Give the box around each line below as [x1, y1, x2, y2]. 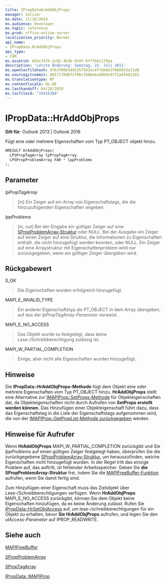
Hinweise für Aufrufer [5, 430, 75, 438]
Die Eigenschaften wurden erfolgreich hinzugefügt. [17, 288, 123, 293]
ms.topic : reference [5, 26, 48, 31]
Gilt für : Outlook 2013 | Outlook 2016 [5, 129, 81, 135]
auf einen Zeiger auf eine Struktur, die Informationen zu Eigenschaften [17, 234, 162, 240]
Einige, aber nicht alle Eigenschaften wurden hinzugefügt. [17, 356, 136, 362]
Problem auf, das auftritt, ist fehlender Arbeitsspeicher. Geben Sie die [5, 465, 148, 471]
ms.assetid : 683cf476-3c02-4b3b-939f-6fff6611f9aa [5, 58, 113, 63]
